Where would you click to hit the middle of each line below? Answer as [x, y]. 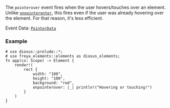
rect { [31, 70]
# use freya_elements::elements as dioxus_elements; [63, 56]
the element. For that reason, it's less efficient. [54, 18]
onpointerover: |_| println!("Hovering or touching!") [92, 88]
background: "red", [53, 83]
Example [16, 41]
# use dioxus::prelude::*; [34, 52]
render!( [24, 65]
